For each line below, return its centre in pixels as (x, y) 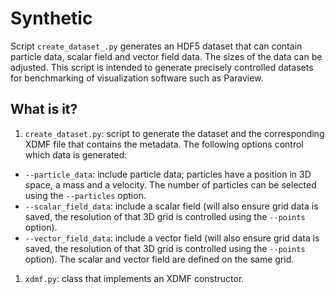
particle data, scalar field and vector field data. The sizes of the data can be (166, 56)
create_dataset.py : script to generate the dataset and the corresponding (174, 133)
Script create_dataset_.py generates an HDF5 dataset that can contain (156, 46)
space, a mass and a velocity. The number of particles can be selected (170, 184)
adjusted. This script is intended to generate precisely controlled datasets (162, 67)
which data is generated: (76, 154)
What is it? (44, 109)
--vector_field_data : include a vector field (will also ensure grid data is (172, 238)
